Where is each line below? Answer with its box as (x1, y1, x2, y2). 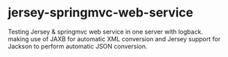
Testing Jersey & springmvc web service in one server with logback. (8, 27, 203, 36)
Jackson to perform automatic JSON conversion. (8, 42, 148, 50)
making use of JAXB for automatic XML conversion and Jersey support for (8, 34, 221, 43)
